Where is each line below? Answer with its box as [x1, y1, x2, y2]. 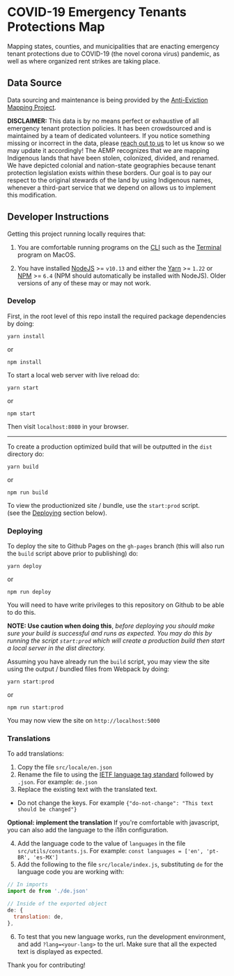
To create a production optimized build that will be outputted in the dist [7, 442, 212, 451]
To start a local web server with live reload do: [7, 370, 140, 379]
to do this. [7, 608, 36, 617]
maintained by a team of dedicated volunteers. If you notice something [7, 131, 210, 140]
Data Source [7, 77, 62, 89]
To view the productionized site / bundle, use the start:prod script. [7, 501, 201, 509]
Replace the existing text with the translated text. [17, 786, 158, 794]
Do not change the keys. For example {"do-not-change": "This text [17, 799, 214, 807]
